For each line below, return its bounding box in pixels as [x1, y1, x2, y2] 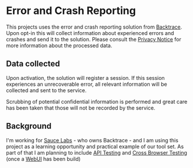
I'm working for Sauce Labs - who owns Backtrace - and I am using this [6, 136, 178, 143]
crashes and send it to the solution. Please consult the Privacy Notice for [6, 36, 181, 43]
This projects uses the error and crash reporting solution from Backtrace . [6, 23, 182, 30]
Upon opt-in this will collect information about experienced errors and [6, 29, 174, 36]
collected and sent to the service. [6, 86, 87, 94]
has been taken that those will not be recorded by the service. [6, 104, 156, 111]
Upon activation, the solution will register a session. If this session [6, 74, 165, 81]
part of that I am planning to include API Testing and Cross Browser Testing [6, 149, 187, 156]
